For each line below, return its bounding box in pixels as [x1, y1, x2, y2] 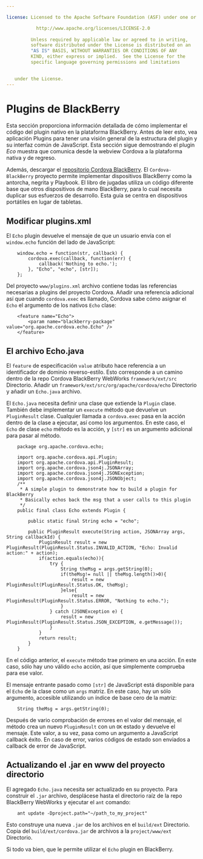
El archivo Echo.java [6, 346, 85, 356]
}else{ [60, 587, 78, 593]
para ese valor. [6, 669, 44, 677]
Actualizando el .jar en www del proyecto [6, 760, 165, 770]
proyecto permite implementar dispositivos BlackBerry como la [35, 173, 192, 180]
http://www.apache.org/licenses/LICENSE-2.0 [36, 25, 150, 31]
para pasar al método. [6, 432, 62, 440]
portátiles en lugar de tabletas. [6, 198, 83, 205]
